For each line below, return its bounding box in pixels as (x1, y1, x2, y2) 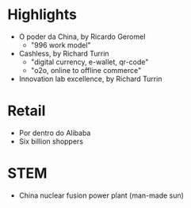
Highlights (7, 6, 77, 24)
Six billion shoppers (18, 137, 84, 146)
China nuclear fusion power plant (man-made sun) (18, 191, 184, 200)
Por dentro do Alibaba (18, 128, 91, 137)
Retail (7, 102, 46, 120)
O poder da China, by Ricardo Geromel (18, 32, 146, 41)
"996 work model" (30, 40, 92, 49)
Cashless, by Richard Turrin (18, 48, 109, 58)
